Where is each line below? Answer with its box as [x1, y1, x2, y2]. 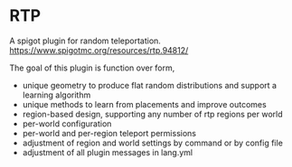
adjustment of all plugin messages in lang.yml [22, 146, 193, 158]
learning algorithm [22, 89, 91, 100]
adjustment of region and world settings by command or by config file [22, 137, 283, 148]
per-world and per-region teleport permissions [22, 127, 197, 138]
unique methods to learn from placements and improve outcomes [22, 98, 267, 109]
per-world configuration [22, 118, 112, 129]
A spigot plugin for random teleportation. [9, 35, 161, 46]
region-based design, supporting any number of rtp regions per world [22, 108, 283, 119]
